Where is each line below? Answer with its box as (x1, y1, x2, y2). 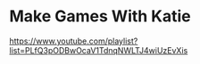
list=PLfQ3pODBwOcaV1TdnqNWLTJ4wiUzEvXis (9, 44, 188, 55)
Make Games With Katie (9, 6, 192, 27)
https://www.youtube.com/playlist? (9, 36, 138, 46)
